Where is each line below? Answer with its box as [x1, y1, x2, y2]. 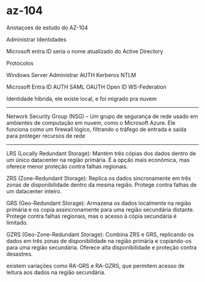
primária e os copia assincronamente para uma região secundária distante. [6, 206, 195, 213]
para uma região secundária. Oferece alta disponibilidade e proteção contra [6, 243, 197, 251]
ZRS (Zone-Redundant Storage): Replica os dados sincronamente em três [6, 174, 191, 182]
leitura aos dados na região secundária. [6, 269, 106, 276]
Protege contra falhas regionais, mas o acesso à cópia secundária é [6, 212, 177, 220]
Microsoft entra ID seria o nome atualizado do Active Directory [6, 47, 164, 55]
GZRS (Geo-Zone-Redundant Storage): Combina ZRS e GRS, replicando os [6, 231, 194, 238]
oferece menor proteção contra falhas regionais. [6, 163, 128, 170]
